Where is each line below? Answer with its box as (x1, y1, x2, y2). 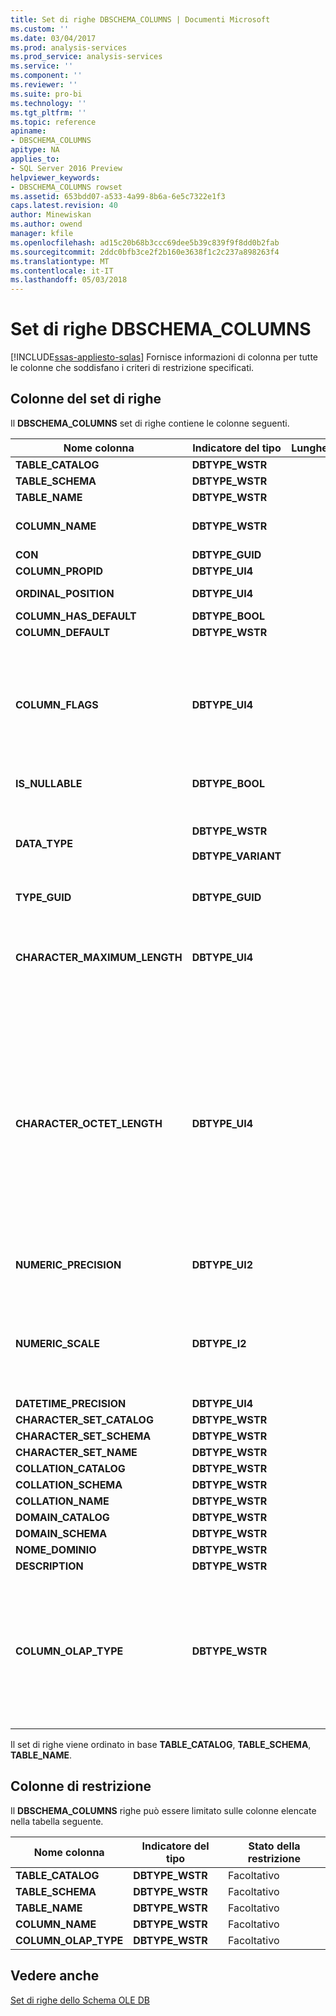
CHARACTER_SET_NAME (15, 1445, 138, 1459)
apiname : (10, 126, 47, 136)
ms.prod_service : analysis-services (10, 52, 163, 62)
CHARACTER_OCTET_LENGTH (15, 1116, 163, 1130)
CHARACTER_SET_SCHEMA (15, 1429, 152, 1443)
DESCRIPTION (15, 1559, 84, 1573)
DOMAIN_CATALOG (15, 1510, 110, 1524)
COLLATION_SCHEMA (15, 1477, 123, 1491)
